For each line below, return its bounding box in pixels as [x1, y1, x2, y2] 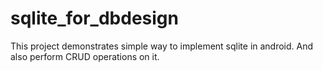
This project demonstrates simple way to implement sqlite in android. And [10, 40, 314, 52]
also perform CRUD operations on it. [10, 50, 160, 62]
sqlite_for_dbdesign [10, 7, 179, 30]
